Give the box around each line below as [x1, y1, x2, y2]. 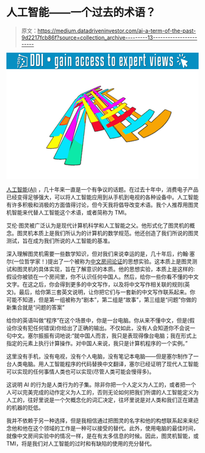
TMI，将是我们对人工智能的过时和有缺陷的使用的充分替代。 [6, 440, 156, 447]
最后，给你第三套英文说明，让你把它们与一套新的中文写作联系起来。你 [19, 288, 196, 296]
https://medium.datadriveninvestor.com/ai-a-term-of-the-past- [37, 27, 196, 34]
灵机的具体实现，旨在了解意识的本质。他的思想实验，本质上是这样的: [22, 265, 195, 272]
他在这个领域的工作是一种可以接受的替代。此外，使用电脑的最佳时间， [22, 424, 199, 432]
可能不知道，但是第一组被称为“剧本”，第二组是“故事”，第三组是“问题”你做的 [6, 296, 197, 303]
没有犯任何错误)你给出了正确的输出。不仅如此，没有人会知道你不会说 [16, 324, 190, 331]
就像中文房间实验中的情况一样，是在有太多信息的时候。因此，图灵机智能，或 [6, 432, 199, 440]
